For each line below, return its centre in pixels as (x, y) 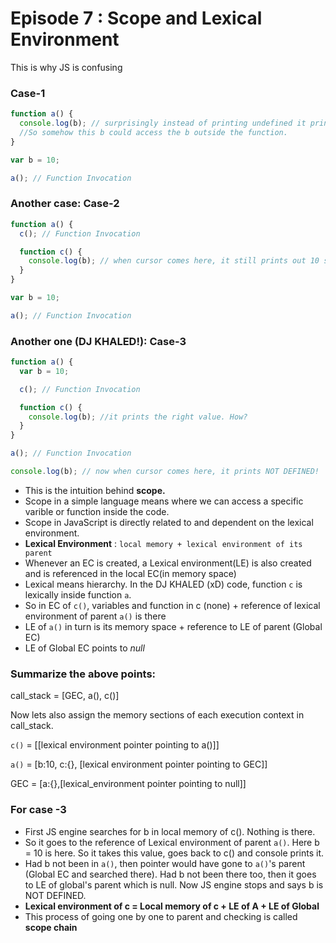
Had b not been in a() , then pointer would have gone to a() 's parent (165, 863)
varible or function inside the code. (97, 511)
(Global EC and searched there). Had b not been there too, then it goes (170, 874)
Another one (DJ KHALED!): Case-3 (98, 341)
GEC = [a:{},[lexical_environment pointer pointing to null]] (128, 784)
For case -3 (38, 810)
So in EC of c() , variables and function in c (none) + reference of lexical (172, 605)
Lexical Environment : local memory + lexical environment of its (163, 543)
